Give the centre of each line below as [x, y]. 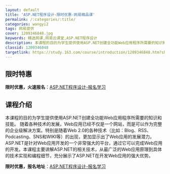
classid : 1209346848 [27, 48]
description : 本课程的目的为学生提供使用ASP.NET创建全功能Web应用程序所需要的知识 [84, 43]
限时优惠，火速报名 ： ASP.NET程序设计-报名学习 [56, 87]
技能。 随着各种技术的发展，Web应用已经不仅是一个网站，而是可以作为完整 [84, 124]
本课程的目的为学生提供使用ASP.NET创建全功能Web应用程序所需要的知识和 [83, 118]
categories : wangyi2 [27, 24]
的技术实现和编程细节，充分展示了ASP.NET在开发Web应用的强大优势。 [79, 156]
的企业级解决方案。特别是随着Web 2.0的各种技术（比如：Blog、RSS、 [78, 130]
